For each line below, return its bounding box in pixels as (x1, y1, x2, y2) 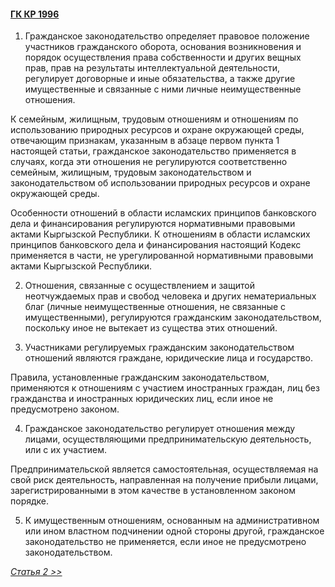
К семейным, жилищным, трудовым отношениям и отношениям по (10, 113, 299, 125)
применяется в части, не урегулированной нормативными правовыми (10, 250, 314, 262)
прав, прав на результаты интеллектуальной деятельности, (24, 62, 280, 74)
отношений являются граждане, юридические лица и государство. (24, 352, 314, 364)
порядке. (10, 495, 50, 507)
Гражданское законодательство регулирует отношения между (24, 423, 296, 435)
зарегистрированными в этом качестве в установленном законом (10, 485, 296, 497)
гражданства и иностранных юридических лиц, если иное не (10, 393, 274, 405)
